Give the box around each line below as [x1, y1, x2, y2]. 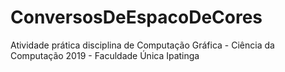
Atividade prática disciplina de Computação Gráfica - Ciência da [10, 39, 275, 51]
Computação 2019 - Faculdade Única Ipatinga [10, 49, 200, 61]
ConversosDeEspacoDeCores [10, 6, 263, 29]
